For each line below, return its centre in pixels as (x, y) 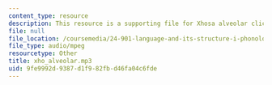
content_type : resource (49, 16)
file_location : (34, 38)
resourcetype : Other (43, 53)
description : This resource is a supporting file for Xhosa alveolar (128, 23)
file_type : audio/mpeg (47, 46)
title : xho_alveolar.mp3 (50, 62)
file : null (27, 31)
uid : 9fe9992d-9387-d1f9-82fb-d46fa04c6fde (83, 69)
